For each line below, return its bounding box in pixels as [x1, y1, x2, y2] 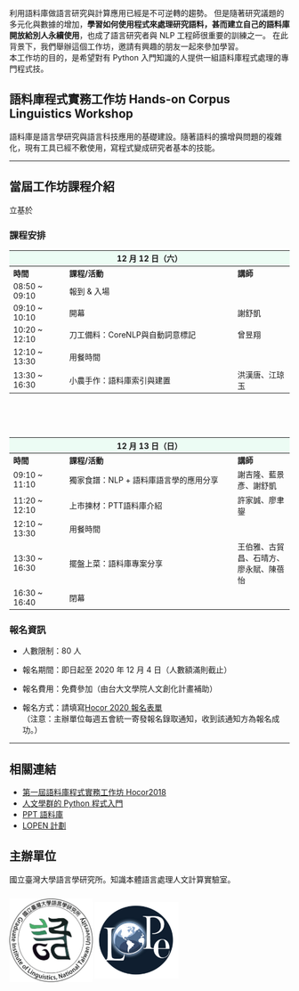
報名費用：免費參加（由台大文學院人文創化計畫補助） [21, 684, 218, 695]
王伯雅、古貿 [237, 541, 285, 552]
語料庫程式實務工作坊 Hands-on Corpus [9, 92, 230, 107]
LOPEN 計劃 [21, 820, 67, 831]
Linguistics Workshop [9, 106, 133, 122]
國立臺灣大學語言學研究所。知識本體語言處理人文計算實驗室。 [9, 873, 236, 884]
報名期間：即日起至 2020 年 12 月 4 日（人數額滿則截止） [21, 664, 232, 675]
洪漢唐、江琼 [237, 369, 285, 380]
